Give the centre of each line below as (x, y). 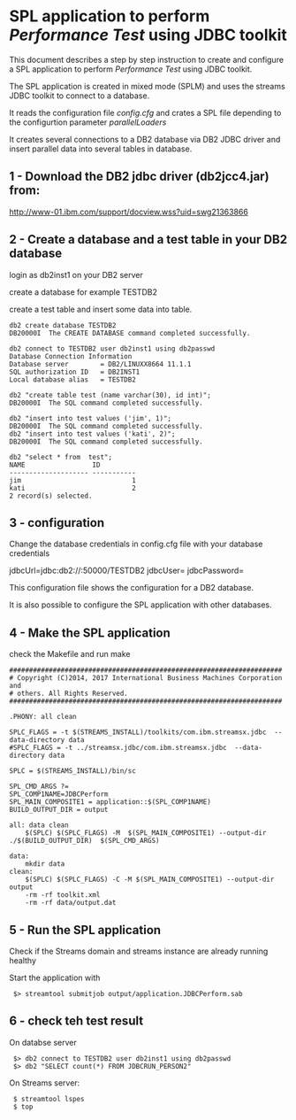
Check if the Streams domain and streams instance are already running (139, 951)
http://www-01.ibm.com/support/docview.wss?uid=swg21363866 (129, 212)
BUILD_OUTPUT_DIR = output (59, 810)
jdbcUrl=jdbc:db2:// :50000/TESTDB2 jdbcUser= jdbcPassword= (127, 571)
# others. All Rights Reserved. (68, 694)
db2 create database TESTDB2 (63, 325)
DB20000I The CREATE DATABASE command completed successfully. (130, 333)
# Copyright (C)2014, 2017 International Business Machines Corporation (146, 678)
